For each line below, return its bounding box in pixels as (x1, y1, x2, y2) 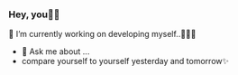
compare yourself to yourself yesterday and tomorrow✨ (21, 56, 229, 67)
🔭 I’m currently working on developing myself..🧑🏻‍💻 (8, 29, 197, 40)
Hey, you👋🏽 (8, 8, 60, 21)
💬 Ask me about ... (21, 46, 90, 57)
